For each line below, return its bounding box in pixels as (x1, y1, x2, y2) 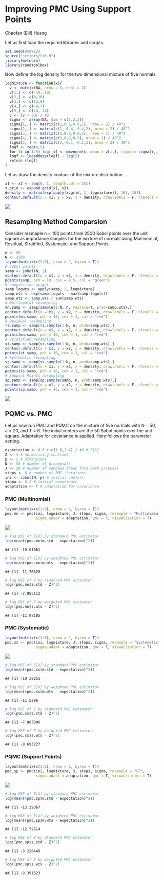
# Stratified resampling (5, 337, 56, 342)
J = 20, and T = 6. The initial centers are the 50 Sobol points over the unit (5, 428, 153, 434)
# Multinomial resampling (5, 301, 58, 305)
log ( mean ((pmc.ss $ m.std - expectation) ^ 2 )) (5, 667, 95, 672)
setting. (5, 438, 20, 444)
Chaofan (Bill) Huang (5, 30, 47, 36)
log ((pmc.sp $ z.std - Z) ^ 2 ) (5, 840, 60, 845)
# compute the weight (5, 282, 49, 287)
